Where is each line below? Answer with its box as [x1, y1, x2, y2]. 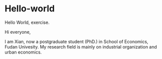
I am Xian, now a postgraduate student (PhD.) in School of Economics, [4, 38, 149, 45]
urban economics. [4, 49, 42, 55]
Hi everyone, [4, 29, 31, 35]
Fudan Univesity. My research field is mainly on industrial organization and [4, 44, 157, 50]
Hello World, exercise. [4, 19, 50, 25]
